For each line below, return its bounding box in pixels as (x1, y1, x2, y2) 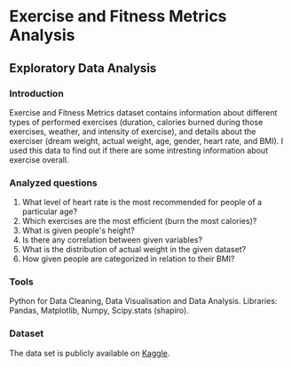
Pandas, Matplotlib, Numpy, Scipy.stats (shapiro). (9, 305, 189, 316)
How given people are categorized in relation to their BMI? (21, 253, 235, 264)
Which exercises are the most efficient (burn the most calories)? (21, 216, 257, 227)
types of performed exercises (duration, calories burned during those (9, 116, 264, 127)
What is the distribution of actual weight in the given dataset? (21, 244, 247, 255)
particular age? (21, 206, 78, 217)
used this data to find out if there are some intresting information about (9, 145, 269, 156)
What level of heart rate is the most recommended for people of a (21, 197, 263, 208)
